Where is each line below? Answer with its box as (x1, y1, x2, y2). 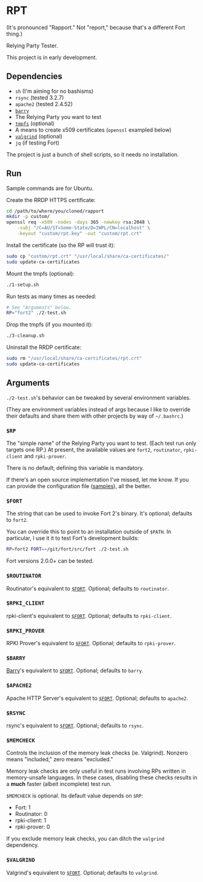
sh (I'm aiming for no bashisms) (15, 87, 94, 95)
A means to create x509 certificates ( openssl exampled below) (15, 126, 171, 134)
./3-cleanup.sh (6, 333, 45, 339)
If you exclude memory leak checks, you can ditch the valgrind (6, 835, 165, 843)
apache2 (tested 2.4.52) (15, 100, 73, 107)
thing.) (6, 30, 23, 37)
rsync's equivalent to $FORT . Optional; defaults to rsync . (6, 722, 144, 729)
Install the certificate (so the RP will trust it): (6, 241, 115, 249)
